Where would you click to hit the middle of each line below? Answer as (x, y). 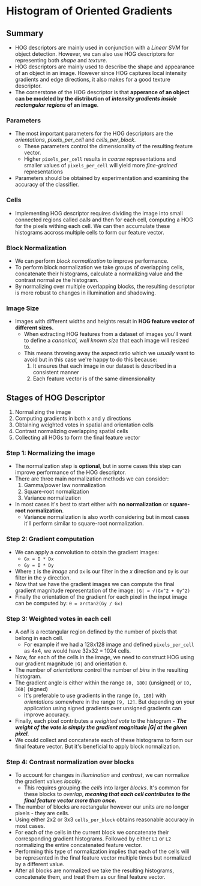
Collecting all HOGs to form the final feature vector (78, 437)
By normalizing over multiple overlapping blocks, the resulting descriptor (105, 286)
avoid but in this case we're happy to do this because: (91, 360)
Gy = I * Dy (39, 565)
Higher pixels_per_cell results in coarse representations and (100, 159)
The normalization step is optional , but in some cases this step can (98, 466)
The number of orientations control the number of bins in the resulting (101, 669)
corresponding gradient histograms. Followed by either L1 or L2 (93, 839)
